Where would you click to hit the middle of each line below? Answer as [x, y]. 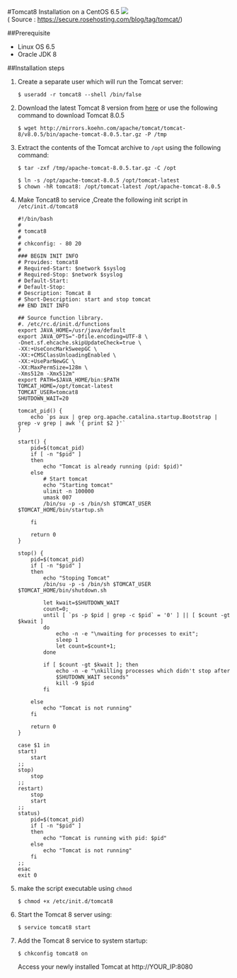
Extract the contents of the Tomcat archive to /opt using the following [119, 148]
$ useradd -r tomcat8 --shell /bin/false [79, 95]
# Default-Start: [43, 281]
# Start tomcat [66, 479]
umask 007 [58, 497]
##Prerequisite [29, 33]
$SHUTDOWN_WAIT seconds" [92, 677]
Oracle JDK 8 [37, 54]
